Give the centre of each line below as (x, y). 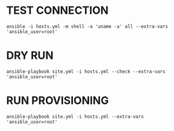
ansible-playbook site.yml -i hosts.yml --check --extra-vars (86, 72)
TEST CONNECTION (57, 11)
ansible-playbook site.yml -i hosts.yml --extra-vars (75, 117)
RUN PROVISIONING (57, 101)
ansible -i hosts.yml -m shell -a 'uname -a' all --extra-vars (87, 26)
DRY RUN (30, 56)
